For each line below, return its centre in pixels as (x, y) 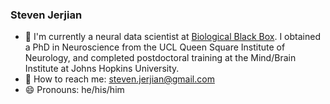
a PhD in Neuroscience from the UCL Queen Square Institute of (155, 47)
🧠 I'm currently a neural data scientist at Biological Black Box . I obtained (172, 37)
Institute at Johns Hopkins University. (102, 69)
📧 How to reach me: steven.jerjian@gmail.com (119, 79)
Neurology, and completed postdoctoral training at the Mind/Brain (160, 58)
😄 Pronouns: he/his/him (74, 90)
